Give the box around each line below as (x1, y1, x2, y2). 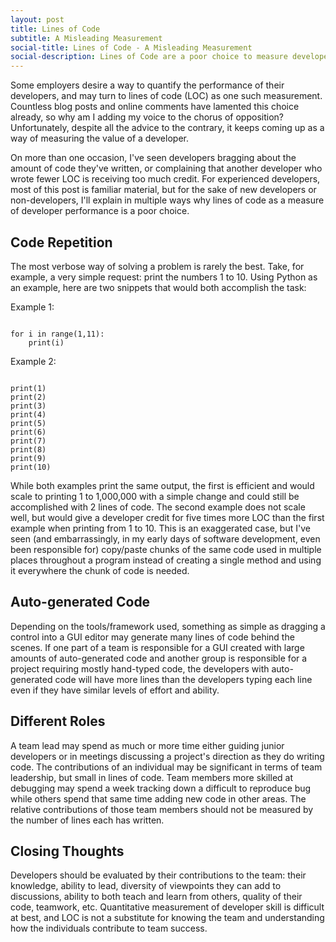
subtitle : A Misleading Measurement (10, 33, 163, 43)
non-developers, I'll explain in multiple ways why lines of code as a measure (10, 194, 325, 206)
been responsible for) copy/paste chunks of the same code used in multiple (10, 543, 322, 555)
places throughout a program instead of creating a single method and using (10, 554, 322, 566)
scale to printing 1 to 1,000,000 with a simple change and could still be (10, 490, 300, 502)
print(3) (10, 401, 47, 411)
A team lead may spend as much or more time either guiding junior (10, 739, 285, 751)
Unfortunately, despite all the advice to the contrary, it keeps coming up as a (10, 122, 325, 134)
